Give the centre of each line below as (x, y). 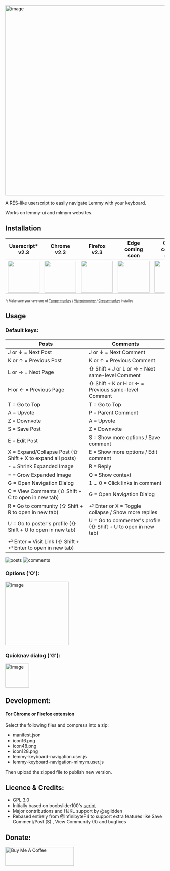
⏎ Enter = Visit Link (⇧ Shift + (44, 541)
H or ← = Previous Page (36, 389)
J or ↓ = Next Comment (117, 352)
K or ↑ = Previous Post (35, 360)
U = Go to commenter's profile (124, 520)
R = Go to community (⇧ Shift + (46, 506)
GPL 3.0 (21, 800)
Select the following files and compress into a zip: (57, 725)
